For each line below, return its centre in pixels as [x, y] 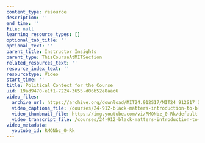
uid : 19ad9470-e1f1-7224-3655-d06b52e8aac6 [63, 91]
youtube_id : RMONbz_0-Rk [43, 131]
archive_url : [28, 102]
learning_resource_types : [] [43, 35]
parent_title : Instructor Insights [52, 52]
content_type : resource [37, 12]
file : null [20, 29]
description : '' [27, 18]
